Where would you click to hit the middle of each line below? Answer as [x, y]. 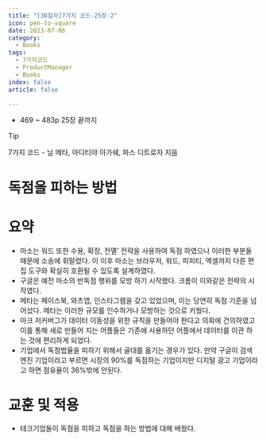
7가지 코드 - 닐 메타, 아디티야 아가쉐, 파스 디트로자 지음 [93, 153]
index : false [30, 82]
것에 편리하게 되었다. [60, 340]
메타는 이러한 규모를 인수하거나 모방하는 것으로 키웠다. [127, 310]
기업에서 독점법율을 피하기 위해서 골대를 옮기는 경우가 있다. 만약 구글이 [129, 350]
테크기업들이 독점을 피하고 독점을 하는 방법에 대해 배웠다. [108, 428]
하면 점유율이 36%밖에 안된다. [75, 370]
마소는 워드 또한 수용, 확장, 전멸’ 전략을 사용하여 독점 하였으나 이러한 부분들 [136, 251]
